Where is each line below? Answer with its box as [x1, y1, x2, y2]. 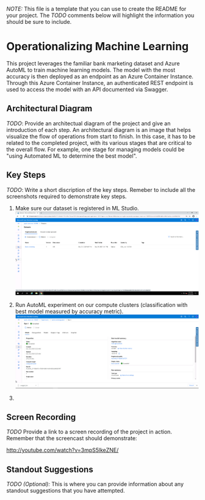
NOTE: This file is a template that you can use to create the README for [6, 6, 187, 12]
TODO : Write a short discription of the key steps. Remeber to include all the [6, 186, 196, 193]
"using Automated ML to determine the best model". [6, 152, 137, 160]
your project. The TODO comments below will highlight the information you [6, 12, 195, 19]
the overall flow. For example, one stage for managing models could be [6, 145, 185, 153]
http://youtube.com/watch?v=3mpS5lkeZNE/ [6, 446, 119, 454]
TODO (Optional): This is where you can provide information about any [6, 480, 184, 488]
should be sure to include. [6, 18, 72, 25]
